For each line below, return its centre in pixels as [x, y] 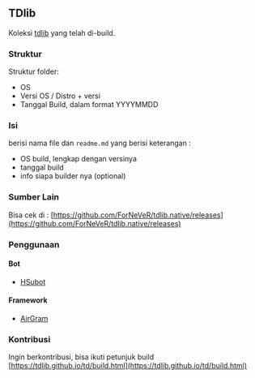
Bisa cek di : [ [31, 215]
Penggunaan [34, 244]
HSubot [33, 281]
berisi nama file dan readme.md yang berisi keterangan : [100, 143]
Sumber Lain [34, 197]
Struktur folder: [34, 71]
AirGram [34, 319]
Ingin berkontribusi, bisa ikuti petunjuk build [81, 357]
